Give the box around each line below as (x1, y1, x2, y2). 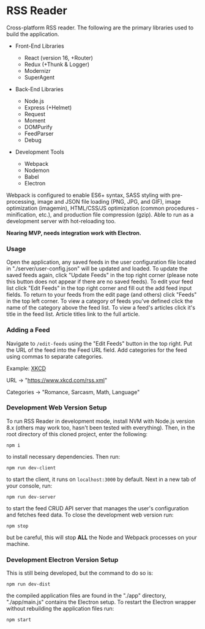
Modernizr (24, 67, 51, 74)
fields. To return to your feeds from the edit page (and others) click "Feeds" (6, 291, 197, 299)
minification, (6, 210, 38, 218)
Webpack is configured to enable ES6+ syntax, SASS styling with (6, 191, 171, 199)
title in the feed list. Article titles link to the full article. (6, 310, 140, 318)
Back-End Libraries (15, 85, 64, 92)
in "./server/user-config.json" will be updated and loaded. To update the (6, 265, 188, 272)
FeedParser (24, 130, 54, 137)
